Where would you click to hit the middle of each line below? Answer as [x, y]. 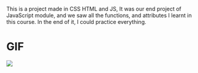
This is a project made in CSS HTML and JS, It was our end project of [94, 9]
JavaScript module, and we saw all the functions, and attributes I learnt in [99, 15]
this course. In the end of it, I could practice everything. [76, 22]
